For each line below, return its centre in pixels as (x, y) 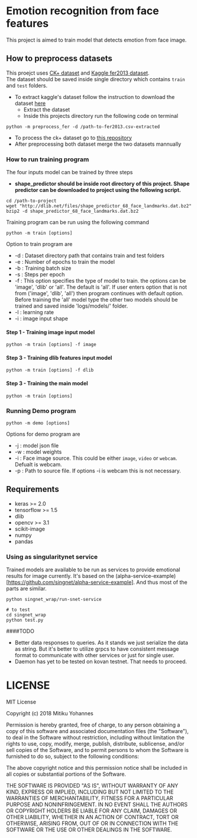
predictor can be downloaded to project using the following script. (98, 190)
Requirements (33, 489)
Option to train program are (39, 244)
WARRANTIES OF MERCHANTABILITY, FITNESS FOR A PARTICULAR (90, 798)
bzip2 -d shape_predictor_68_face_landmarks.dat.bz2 (72, 212)
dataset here (30, 103)
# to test (18, 610)
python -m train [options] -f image (51, 345)
